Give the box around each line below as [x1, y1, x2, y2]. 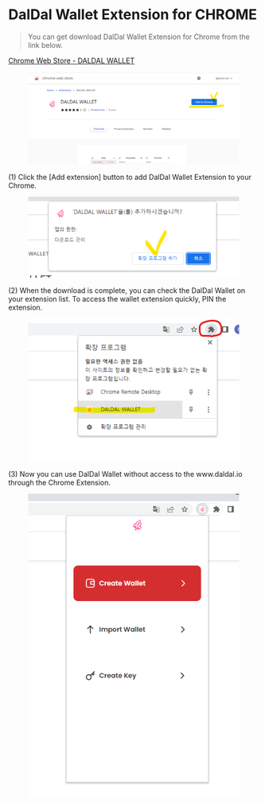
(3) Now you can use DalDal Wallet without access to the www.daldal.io [8, 470, 243, 479]
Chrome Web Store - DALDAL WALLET [8, 56, 135, 65]
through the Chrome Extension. [8, 478, 111, 487]
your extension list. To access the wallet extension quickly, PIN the [8, 294, 227, 303]
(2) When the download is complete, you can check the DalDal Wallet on [8, 285, 246, 295]
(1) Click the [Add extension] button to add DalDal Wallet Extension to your [8, 172, 252, 181]
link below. [27, 40, 64, 49]
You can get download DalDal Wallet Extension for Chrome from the [27, 32, 251, 41]
